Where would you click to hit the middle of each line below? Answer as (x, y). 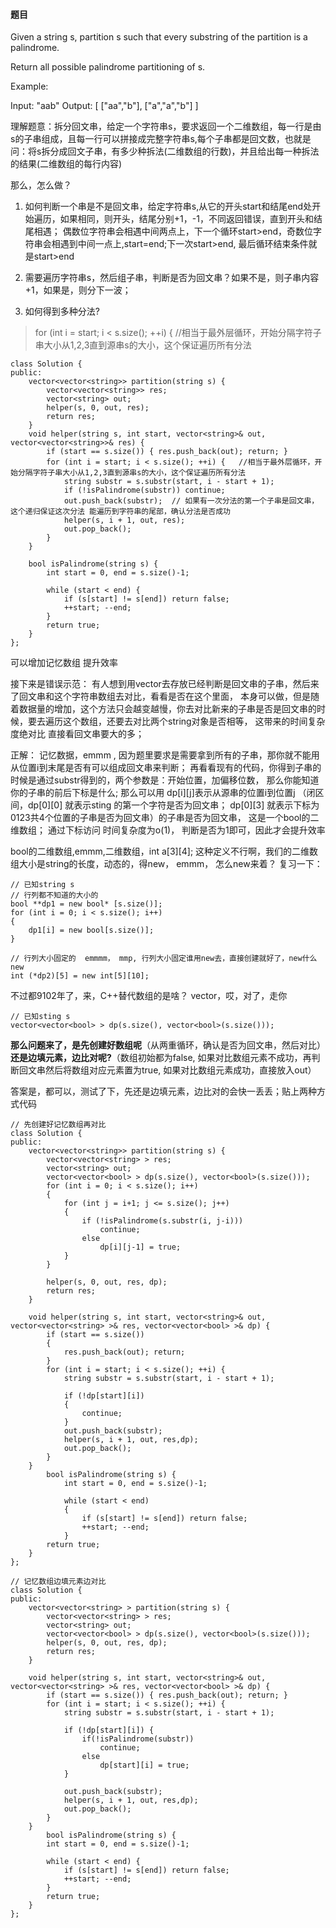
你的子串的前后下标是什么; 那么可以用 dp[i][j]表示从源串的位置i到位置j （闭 (163, 793)
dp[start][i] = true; (144, 1765)
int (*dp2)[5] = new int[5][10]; (80, 976)
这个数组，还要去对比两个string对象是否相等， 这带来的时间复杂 (194, 721)
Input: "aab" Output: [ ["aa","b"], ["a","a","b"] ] (104, 106)
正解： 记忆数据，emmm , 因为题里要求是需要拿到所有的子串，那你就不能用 (165, 755)
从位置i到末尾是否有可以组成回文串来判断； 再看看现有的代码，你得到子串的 (166, 768)
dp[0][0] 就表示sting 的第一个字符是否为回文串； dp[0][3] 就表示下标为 (173, 805)
